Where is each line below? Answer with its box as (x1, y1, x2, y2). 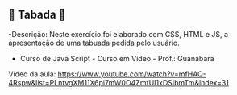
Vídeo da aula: (8, 69, 56, 79)
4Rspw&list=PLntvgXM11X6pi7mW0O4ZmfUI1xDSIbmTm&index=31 (8, 77, 230, 87)
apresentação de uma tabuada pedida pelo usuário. (8, 38, 180, 47)
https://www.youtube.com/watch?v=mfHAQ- (57, 69, 207, 79)
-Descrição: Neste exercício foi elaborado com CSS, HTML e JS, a (8, 29, 228, 39)
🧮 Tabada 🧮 (8, 8, 66, 22)
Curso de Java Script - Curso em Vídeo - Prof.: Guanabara (19, 53, 214, 63)
